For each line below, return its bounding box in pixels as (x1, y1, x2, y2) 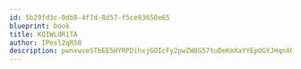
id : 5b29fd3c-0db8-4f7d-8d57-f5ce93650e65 (9, 13, 170, 22)
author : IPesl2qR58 (9, 38, 82, 47)
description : (9, 47, 58, 56)
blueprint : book (9, 22, 70, 30)
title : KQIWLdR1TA (9, 30, 78, 39)
